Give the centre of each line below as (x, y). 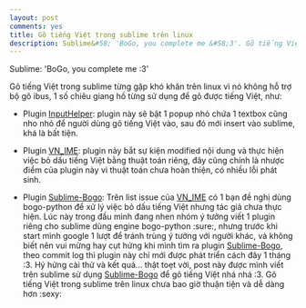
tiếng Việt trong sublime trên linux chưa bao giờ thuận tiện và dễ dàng (153, 284)
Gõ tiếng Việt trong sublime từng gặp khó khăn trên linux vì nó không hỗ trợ (151, 86)
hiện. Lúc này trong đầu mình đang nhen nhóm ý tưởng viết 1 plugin (149, 217)
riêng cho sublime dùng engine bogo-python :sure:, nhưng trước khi (150, 226)
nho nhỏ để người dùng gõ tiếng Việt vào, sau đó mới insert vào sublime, (159, 124)
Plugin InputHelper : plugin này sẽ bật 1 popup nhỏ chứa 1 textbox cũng (155, 114)
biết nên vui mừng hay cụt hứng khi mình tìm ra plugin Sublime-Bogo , (153, 245)
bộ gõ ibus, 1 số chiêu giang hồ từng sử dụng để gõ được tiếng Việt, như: (146, 96)
